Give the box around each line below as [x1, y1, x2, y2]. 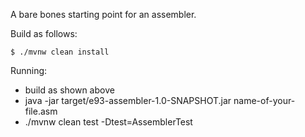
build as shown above [24, 84, 115, 96]
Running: [10, 65, 48, 76]
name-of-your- [233, 95, 296, 106]
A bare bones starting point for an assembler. [10, 9, 197, 20]
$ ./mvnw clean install [10, 47, 110, 57]
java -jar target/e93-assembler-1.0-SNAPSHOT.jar [24, 95, 232, 106]
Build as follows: [10, 28, 78, 39]
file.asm [24, 105, 58, 117]
